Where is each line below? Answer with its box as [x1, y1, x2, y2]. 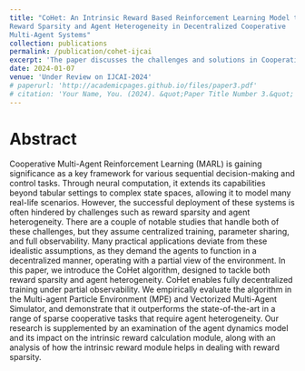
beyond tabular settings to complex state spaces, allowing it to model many [9, 187, 291, 198]
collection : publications [9, 38, 107, 48]
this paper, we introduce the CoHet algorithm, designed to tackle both [9, 265, 271, 276]
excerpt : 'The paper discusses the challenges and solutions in [9, 55, 258, 65]
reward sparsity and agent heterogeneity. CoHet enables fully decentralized [9, 275, 293, 286]
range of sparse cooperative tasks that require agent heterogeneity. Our [9, 313, 280, 324]
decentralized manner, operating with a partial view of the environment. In [9, 256, 286, 266]
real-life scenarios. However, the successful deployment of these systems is [9, 197, 295, 208]
